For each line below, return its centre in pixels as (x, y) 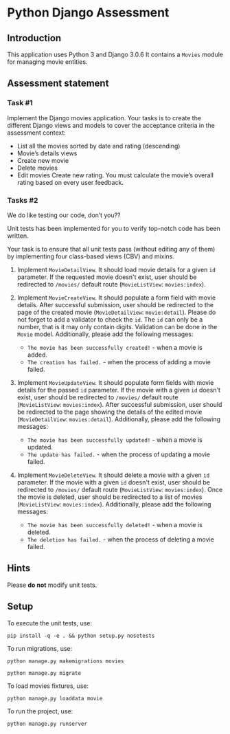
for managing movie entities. (47, 62)
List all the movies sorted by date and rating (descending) (99, 146)
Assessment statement (58, 84)
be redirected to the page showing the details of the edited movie (110, 412)
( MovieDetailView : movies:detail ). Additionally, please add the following (119, 419)
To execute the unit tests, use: (50, 623)
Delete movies (37, 168)
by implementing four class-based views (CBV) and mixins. (91, 256)
